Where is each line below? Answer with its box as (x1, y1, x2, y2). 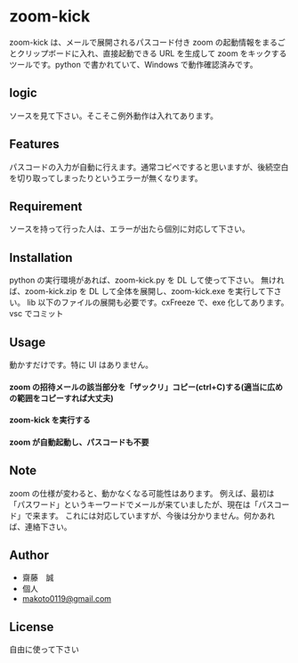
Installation (9, 250, 73, 265)
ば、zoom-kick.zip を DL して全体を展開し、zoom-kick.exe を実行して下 (9, 286, 274, 297)
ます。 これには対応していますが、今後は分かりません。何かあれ (39, 510, 276, 520)
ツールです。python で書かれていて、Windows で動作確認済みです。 (9, 59, 258, 70)
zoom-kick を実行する (9, 414, 91, 425)
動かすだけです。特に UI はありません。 (9, 359, 154, 370)
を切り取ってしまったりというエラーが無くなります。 (9, 172, 203, 184)
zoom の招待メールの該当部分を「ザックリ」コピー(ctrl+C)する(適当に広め (9, 381, 283, 392)
